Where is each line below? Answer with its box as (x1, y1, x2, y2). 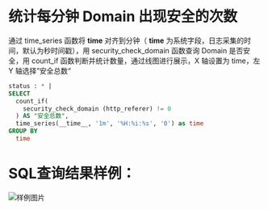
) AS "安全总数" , (15, 112, 69, 120)
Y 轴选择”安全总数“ (8, 65, 71, 75)
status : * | (8, 82, 52, 90)
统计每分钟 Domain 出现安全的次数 (8, 7, 238, 26)
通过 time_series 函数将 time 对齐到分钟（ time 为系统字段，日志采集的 (8, 36, 245, 45)
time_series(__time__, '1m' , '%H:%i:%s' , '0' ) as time (15, 120, 204, 128)
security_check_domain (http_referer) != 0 (23, 104, 172, 113)
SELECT (8, 90, 31, 98)
